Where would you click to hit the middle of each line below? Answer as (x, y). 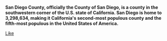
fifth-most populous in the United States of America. (62, 23)
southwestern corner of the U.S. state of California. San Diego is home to (83, 13)
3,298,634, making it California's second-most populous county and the (83, 18)
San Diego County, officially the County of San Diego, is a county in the (82, 7)
